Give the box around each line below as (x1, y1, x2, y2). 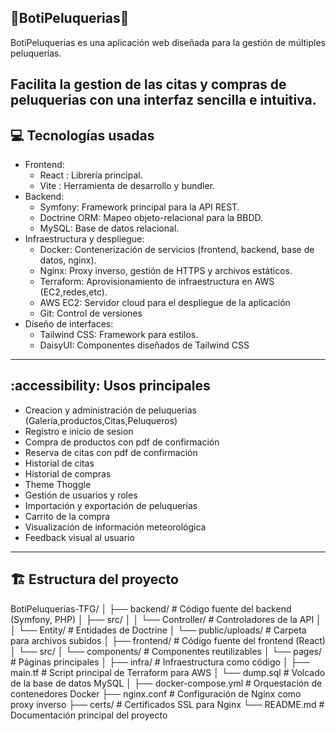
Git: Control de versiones (39, 307, 143, 320)
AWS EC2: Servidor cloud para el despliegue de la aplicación (39, 297, 291, 309)
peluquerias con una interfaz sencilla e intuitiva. (10, 92, 317, 109)
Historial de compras (24, 467, 112, 480)
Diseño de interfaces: (24, 318, 114, 330)
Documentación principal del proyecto (10, 709, 168, 721)
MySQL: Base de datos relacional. (39, 222, 180, 235)
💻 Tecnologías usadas (10, 127, 155, 144)
